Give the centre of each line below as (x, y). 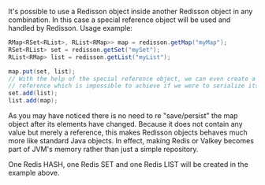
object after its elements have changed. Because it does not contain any (125, 124)
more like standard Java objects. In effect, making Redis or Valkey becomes (131, 141)
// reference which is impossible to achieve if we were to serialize (127, 86)
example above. (34, 173)
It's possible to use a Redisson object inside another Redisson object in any (131, 11)
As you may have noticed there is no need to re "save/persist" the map (123, 116)
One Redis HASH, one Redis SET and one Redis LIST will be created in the (128, 164)
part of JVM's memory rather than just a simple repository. (103, 149)
